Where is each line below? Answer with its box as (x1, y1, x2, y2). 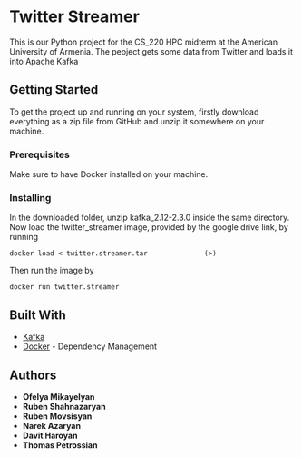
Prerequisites (9, 148, 70, 161)
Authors (9, 367, 57, 383)
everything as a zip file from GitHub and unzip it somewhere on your (9, 115, 265, 126)
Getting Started (9, 82, 99, 97)
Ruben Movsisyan (22, 411, 93, 422)
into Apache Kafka (9, 55, 79, 66)
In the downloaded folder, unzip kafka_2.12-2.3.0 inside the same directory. (9, 212, 290, 224)
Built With (9, 307, 66, 323)
